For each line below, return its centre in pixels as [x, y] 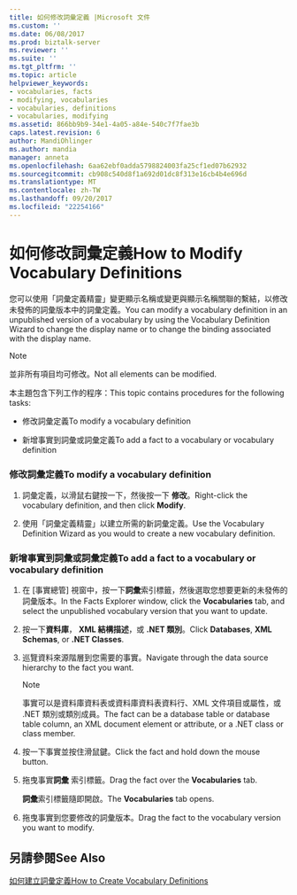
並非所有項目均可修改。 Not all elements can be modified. [113, 374]
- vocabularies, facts [51, 91]
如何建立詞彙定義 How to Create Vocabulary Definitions [109, 881]
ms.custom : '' [35, 26]
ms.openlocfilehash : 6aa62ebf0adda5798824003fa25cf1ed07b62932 [128, 166]
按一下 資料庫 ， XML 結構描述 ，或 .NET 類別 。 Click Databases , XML [147, 629]
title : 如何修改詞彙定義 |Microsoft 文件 [80, 17]
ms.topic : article [43, 75]
